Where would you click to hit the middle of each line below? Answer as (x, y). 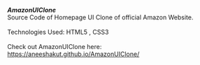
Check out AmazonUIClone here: (55, 47)
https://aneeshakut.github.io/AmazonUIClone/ (73, 54)
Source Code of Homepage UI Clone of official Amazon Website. (100, 17)
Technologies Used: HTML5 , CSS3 (58, 32)
